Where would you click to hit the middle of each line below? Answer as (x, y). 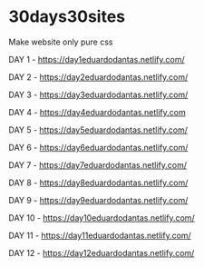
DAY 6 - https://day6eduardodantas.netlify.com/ (98, 147)
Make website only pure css (61, 42)
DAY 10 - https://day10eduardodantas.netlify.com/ (102, 218)
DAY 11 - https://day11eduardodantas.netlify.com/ (100, 235)
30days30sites (67, 17)
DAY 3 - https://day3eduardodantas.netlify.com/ (98, 94)
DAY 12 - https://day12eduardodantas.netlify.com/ (102, 252)
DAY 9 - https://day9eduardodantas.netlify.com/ (98, 200)
